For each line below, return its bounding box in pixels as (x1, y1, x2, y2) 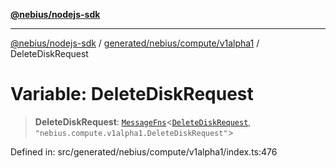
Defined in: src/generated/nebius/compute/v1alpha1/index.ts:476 (10, 145, 278, 158)
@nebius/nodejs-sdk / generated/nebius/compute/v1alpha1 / (10, 37, 260, 49)
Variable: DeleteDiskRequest (10, 83, 254, 106)
